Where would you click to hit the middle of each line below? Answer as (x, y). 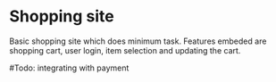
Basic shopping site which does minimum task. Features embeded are (138, 41)
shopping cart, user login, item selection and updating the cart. (125, 50)
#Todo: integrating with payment (69, 68)
